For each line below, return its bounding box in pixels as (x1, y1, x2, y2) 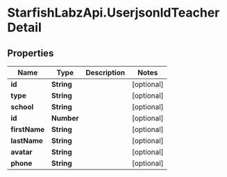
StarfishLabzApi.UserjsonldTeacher (7, 5, 220, 21)
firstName (10, 125, 45, 134)
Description (85, 68, 126, 77)
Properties (7, 47, 54, 59)
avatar (10, 147, 33, 157)
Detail (7, 19, 42, 35)
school (10, 102, 34, 112)
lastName (10, 136, 44, 145)
